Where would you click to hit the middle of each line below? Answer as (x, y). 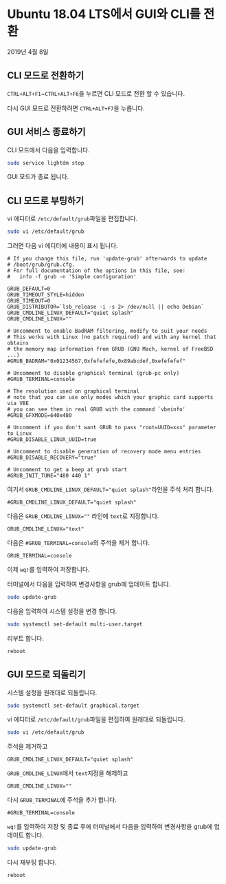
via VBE (18, 404)
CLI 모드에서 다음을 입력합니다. (49, 150)
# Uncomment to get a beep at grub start (67, 470)
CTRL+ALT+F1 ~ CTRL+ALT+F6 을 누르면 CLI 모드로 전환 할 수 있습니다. (96, 93)
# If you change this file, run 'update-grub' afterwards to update (107, 259)
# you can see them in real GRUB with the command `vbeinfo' (97, 410)
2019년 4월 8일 (28, 52)
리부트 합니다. (26, 638)
